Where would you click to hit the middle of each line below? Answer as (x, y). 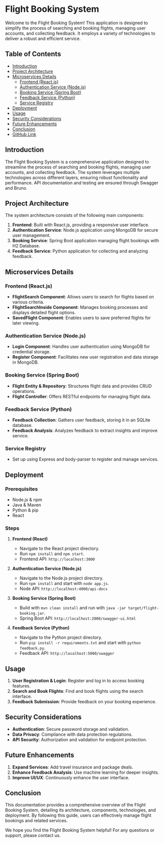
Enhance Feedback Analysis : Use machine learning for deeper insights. (85, 772)
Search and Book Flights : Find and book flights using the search (78, 691)
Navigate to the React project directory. (60, 548)
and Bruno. (16, 188)
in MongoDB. (25, 362)
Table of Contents (33, 54)
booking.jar (32, 614)
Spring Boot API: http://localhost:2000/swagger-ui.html (78, 618)
